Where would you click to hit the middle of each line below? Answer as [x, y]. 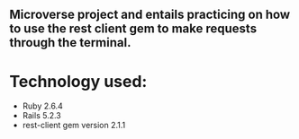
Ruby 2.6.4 [42, 106]
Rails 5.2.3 [41, 116]
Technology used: [78, 81]
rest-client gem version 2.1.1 [74, 126]
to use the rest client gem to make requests [133, 29]
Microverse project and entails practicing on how [150, 15]
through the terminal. [70, 43]
